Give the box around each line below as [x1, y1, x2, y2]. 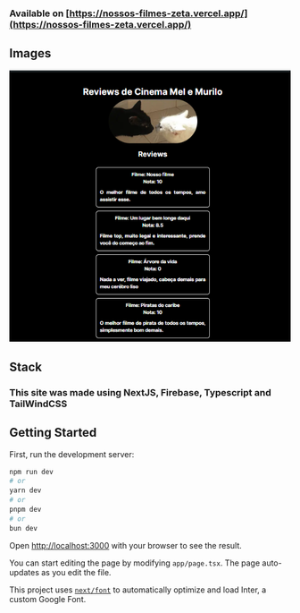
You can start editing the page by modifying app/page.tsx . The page [9, 558, 261, 568]
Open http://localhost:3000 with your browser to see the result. [9, 540, 243, 550]
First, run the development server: [9, 448, 135, 459]
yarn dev [9, 486, 42, 495]
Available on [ [9, 7, 70, 20]
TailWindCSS [9, 397, 68, 410]
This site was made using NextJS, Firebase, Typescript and [9, 386, 271, 398]
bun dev [9, 524, 38, 532]
